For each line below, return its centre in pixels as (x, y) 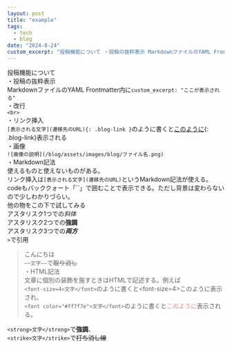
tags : (15, 26)
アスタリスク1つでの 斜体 (42, 214)
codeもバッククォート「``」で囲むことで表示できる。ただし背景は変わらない (116, 187)
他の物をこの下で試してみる (47, 205)
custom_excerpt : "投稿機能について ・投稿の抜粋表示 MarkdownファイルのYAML (109, 52)
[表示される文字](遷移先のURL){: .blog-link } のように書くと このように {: (108, 129)
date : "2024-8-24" (33, 45)
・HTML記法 (42, 271)
